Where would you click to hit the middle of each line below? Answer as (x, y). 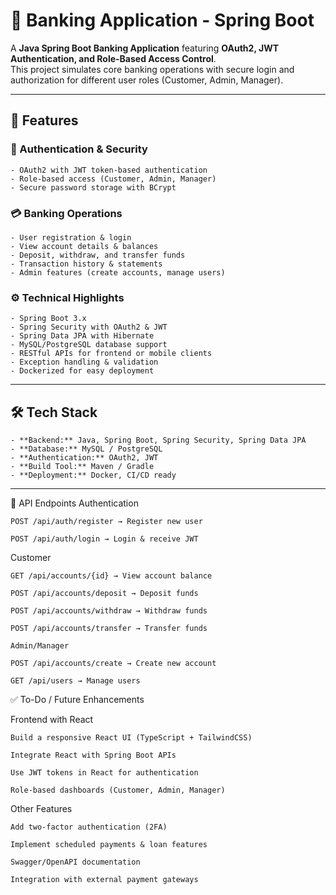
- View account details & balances (84, 246)
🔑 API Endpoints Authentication (74, 503)
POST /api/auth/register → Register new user (106, 522)
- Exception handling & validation (84, 362)
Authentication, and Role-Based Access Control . (113, 58)
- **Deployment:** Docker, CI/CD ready (93, 475)
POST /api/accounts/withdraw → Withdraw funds (109, 611)
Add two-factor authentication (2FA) (89, 827)
